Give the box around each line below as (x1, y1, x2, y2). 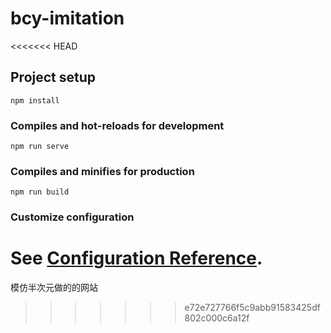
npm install (10, 95, 60, 106)
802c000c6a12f (184, 312, 250, 324)
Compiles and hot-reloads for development (10, 118, 225, 132)
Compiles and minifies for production (10, 164, 195, 178)
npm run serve (10, 142, 70, 152)
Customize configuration (10, 210, 135, 224)
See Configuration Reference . (10, 247, 263, 270)
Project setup (10, 69, 97, 86)
